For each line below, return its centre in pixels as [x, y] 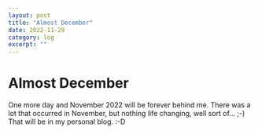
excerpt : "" [28, 45]
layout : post [29, 15]
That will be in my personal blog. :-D [67, 121]
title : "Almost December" [50, 23]
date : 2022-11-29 [37, 30]
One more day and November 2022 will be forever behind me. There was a [129, 105]
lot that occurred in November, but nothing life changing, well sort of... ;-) [127, 114]
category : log [31, 37]
